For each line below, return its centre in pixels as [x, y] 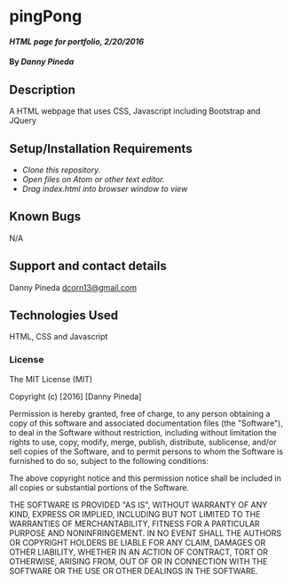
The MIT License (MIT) [51, 379]
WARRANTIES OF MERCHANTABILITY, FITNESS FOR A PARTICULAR [134, 523]
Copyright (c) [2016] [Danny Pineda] [75, 396]
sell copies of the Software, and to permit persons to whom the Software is [146, 451]
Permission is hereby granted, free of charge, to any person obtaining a [140, 413]
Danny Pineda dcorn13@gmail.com [73, 287]
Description [42, 89]
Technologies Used [63, 316]
